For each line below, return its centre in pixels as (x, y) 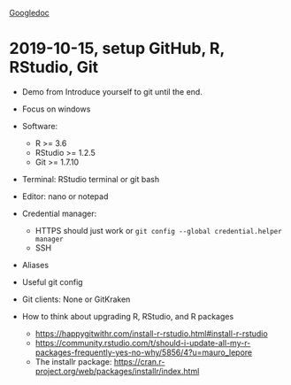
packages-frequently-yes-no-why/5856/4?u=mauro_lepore (144, 352)
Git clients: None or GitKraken (76, 299)
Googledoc (30, 13)
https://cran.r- (139, 361)
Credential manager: (59, 213)
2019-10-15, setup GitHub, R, (117, 49)
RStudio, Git (54, 68)
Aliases (35, 265)
